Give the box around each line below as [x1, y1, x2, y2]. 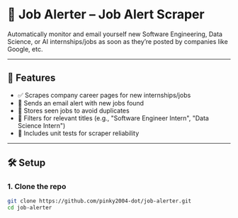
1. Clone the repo [7, 182, 67, 192]
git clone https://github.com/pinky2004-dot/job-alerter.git [7, 197, 192, 205]
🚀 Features [7, 72, 56, 84]
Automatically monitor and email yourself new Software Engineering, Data [7, 30, 223, 38]
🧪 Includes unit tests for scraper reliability [17, 129, 140, 137]
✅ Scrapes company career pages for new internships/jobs [17, 91, 191, 99]
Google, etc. [7, 45, 43, 53]
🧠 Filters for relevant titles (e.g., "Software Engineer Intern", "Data [17, 113, 209, 122]
